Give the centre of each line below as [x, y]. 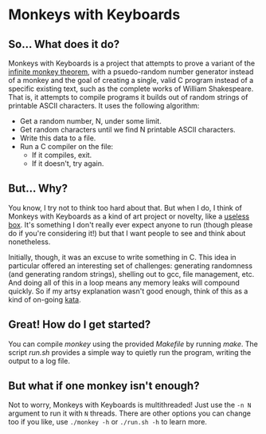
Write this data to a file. [58, 138]
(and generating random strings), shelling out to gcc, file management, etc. [131, 274]
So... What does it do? [64, 44]
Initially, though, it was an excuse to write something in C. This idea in [122, 257]
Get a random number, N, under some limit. [90, 121]
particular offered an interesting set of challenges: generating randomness [131, 266]
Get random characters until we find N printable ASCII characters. [128, 130]
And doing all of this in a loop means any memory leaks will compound [124, 282]
